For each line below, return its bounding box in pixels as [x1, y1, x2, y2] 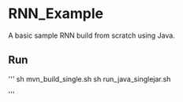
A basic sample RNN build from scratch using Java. [8, 31, 175, 40]
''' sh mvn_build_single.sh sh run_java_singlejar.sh [8, 74, 171, 83]
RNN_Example [8, 5, 104, 23]
